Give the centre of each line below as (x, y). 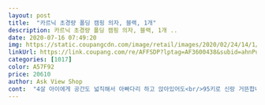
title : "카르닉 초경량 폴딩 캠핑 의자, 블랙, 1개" (82, 23)
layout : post (30, 15)
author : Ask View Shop (45, 81)
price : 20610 (30, 74)
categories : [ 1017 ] (40, 60)
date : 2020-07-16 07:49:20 (52, 37)
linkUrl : (22, 52)
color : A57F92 (32, 67)
